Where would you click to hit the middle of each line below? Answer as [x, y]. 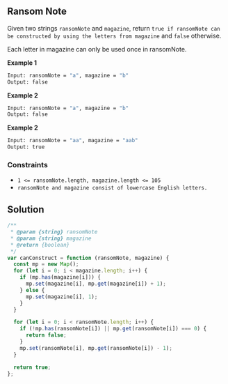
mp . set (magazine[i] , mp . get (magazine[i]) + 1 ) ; [96, 284]
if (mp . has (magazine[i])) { [60, 277]
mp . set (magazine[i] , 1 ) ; [62, 297]
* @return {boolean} [40, 245]
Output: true [26, 147]
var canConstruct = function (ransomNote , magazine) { [88, 258]
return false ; [46, 335]
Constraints [28, 164]
